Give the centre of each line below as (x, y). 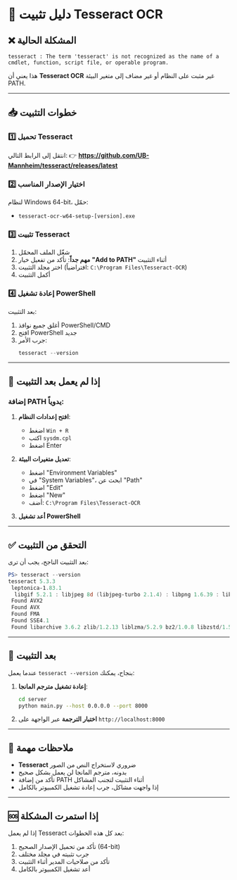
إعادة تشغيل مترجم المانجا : (53, 686)
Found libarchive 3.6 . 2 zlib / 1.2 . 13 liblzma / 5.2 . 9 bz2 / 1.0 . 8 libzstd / (117, 627)
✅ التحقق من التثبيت (47, 545)
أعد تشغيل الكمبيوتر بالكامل (54, 869)
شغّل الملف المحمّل (44, 252)
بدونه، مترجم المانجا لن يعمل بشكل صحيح (72, 772)
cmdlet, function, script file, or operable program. (89, 63)
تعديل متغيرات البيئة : (44, 459)
